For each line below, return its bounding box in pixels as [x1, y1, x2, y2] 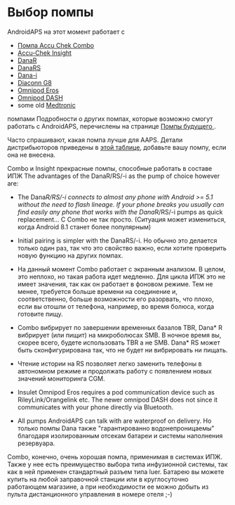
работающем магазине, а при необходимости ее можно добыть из [7, 482, 209, 491]
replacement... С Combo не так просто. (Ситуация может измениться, [17, 215, 227, 224]
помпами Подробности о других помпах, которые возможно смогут [7, 114, 213, 123]
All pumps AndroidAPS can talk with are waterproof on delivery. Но [17, 416, 212, 425]
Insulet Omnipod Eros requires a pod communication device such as [17, 388, 215, 396]
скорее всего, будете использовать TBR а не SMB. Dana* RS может [17, 338, 221, 347]
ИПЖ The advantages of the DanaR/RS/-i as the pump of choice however [7, 172, 220, 180]
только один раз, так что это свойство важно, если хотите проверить [17, 243, 227, 252]
